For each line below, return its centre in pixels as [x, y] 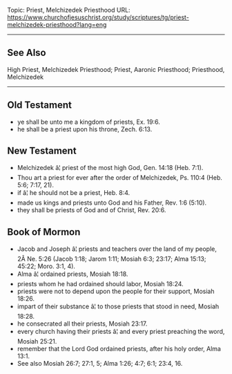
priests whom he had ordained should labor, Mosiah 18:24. [100, 284]
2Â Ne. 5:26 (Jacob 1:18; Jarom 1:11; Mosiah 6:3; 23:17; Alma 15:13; [112, 259]
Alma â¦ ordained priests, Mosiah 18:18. [72, 274]
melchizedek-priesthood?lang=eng [57, 25]
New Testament [42, 151]
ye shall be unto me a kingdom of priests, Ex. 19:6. [88, 122]
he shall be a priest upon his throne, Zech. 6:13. [85, 129]
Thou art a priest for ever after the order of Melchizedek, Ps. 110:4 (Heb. [120, 178]
